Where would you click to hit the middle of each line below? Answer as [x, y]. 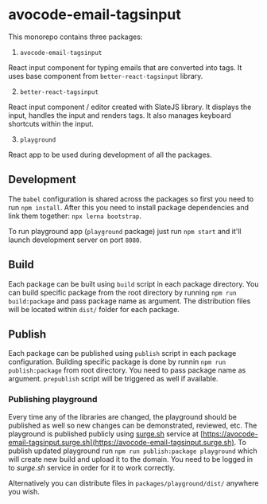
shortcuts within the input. [51, 123]
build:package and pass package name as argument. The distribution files [130, 301]
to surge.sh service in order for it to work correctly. [92, 467]
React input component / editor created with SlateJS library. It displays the [130, 107]
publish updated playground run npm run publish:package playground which [133, 451]
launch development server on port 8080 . [75, 240]
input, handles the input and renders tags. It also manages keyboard [120, 115]
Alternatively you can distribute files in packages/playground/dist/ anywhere [133, 483]
